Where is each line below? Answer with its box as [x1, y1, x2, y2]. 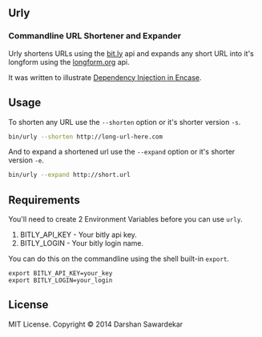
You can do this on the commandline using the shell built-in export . [8, 254, 230, 263]
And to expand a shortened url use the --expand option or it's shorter [8, 147, 236, 157]
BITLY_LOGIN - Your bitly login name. [19, 239, 144, 248]
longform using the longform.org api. [8, 57, 130, 66]
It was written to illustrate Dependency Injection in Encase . [8, 72, 202, 82]
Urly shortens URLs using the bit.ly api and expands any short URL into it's [8, 48, 254, 58]
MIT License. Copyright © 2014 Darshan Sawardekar [8, 319, 183, 329]
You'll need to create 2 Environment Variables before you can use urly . [8, 215, 243, 224]
